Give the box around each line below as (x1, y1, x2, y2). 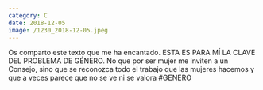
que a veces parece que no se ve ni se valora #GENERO (8, 73, 192, 83)
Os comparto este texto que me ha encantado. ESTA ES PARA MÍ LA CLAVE (8, 48, 256, 58)
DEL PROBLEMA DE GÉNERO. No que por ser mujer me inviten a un (8, 56, 229, 66)
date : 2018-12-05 (8, 19, 66, 27)
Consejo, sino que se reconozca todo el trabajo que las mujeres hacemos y (8, 65, 255, 74)
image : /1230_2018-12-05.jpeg (8, 26, 109, 34)
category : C (8, 11, 48, 20)
